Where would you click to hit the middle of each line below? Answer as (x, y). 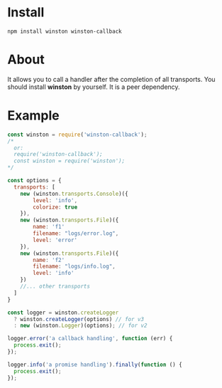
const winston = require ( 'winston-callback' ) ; (77, 135)
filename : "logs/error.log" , (76, 234)
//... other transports (55, 287)
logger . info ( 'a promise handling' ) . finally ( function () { (95, 365)
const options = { (34, 181)
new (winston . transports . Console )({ (74, 194)
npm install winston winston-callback (65, 31)
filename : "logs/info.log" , (74, 267)
